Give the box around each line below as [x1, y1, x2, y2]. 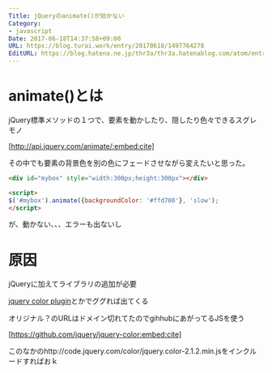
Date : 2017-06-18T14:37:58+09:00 [8, 34, 121, 43]
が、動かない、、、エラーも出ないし [8, 219, 122, 229]
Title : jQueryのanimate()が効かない [8, 11, 125, 20]
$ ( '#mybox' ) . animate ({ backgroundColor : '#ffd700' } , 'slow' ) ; [8, 196, 219, 205]
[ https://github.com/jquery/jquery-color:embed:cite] [8, 329, 182, 340]
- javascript [8, 27, 53, 35]
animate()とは [8, 87, 104, 105]
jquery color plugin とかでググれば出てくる [8, 296, 149, 306]
